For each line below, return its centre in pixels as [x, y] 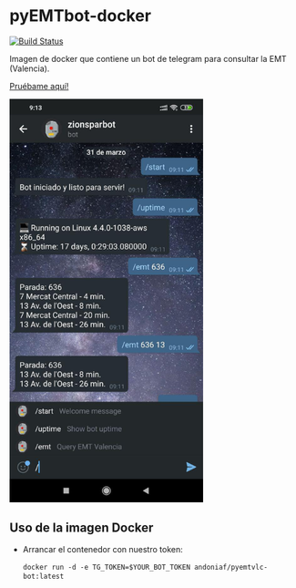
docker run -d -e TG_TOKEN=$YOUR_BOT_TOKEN [107, 567]
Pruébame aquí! [39, 86]
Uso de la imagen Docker [82, 527]
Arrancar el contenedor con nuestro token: [103, 550]
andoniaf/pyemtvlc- [231, 567]
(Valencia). [30, 68]
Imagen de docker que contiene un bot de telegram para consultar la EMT [148, 58]
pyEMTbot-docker [81, 16]
